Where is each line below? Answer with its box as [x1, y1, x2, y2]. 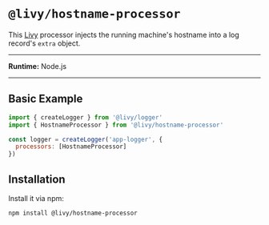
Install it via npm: [8, 193, 64, 203]
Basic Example [8, 92, 83, 106]
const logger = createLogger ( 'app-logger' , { [8, 135, 163, 143]
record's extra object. [8, 38, 81, 48]
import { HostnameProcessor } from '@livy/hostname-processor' [8, 121, 224, 129]
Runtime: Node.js [8, 61, 66, 70]
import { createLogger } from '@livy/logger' [8, 113, 163, 122]
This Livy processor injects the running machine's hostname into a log [8, 30, 240, 39]
